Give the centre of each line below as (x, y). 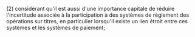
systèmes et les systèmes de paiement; (56, 27)
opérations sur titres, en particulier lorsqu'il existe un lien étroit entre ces (97, 21)
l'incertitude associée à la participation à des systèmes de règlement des (98, 15)
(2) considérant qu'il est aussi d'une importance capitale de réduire (91, 9)
